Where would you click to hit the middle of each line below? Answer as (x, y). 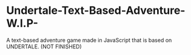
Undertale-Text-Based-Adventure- (96, 11)
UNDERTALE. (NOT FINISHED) (44, 47)
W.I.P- (22, 23)
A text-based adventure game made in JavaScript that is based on (89, 40)
